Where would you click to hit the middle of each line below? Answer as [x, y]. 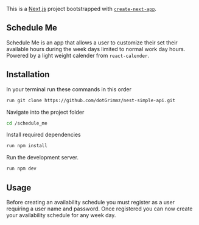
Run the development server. [43, 157]
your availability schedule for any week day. [61, 215]
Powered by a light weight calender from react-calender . [78, 55]
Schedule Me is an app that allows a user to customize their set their [92, 43]
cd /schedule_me [27, 123]
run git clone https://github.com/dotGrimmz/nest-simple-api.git [91, 100]
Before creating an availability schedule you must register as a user [91, 202]
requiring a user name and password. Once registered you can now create [100, 209]
